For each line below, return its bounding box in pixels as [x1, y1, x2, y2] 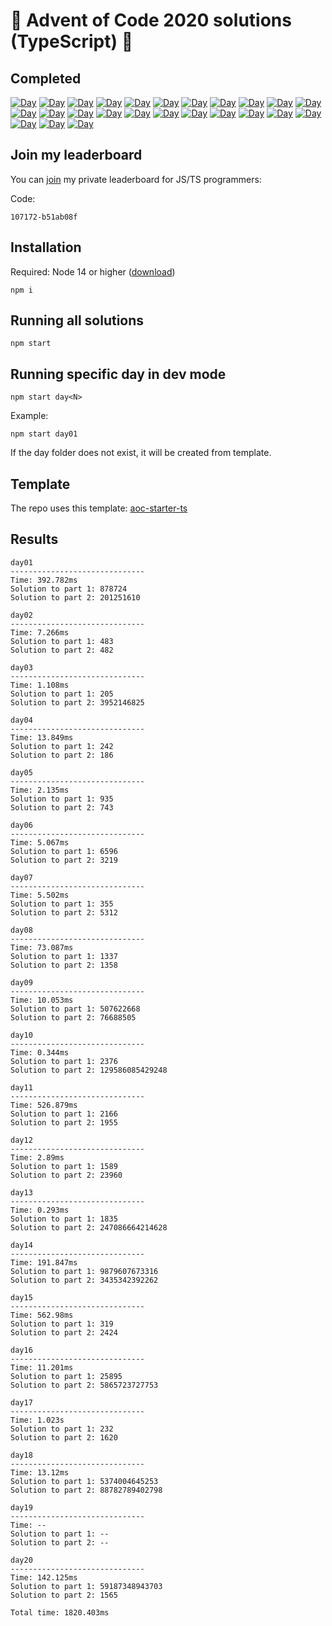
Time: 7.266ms [10, 627, 70, 638]
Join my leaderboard [10, 147, 143, 164]
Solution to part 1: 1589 [10, 1161, 118, 1171]
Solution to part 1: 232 [10, 1424, 114, 1434]
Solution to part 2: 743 [10, 802, 114, 813]
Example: [10, 410, 49, 422]
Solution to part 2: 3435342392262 [10, 1275, 159, 1285]
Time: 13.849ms [10, 732, 74, 743]
